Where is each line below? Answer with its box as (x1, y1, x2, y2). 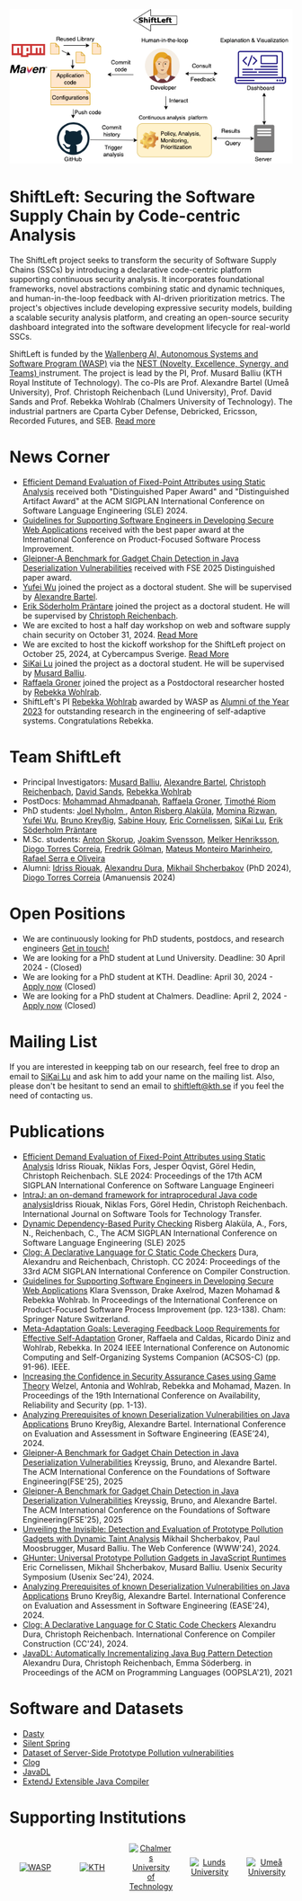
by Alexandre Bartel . (22, 591, 98, 602)
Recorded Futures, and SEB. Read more (9, 415, 155, 426)
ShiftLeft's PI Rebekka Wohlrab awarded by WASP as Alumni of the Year (22, 697, 289, 707)
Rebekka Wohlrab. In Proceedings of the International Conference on (22, 1294, 278, 1305)
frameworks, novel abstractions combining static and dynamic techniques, (9, 283, 286, 295)
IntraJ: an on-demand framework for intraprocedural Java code (22, 1189, 258, 1200)
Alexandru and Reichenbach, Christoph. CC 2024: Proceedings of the (22, 1256, 280, 1266)
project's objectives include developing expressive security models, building (9, 303, 293, 314)
